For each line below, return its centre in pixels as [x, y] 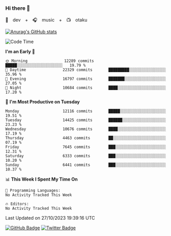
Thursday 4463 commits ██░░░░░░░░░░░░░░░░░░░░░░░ [86, 138]
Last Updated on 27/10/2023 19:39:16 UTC [50, 218]
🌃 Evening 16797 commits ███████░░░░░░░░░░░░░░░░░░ [86, 79]
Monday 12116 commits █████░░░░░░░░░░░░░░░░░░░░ [86, 111]
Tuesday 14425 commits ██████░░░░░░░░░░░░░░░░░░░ [86, 120]
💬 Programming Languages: [33, 191]
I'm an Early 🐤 [20, 52]
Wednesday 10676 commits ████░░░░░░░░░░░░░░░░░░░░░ [86, 129]
